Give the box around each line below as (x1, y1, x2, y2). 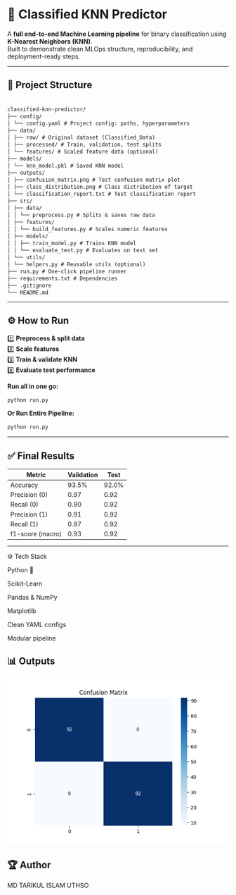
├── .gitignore (7, 282, 52, 289)
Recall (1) (10, 519, 39, 528)
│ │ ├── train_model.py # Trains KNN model (7, 240, 137, 247)
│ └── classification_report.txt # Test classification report (7, 190, 197, 197)
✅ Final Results (7, 450, 75, 462)
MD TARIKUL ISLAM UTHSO (7, 881, 89, 890)
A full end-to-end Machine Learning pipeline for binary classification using (7, 30, 227, 38)
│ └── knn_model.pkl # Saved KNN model (7, 162, 124, 169)
